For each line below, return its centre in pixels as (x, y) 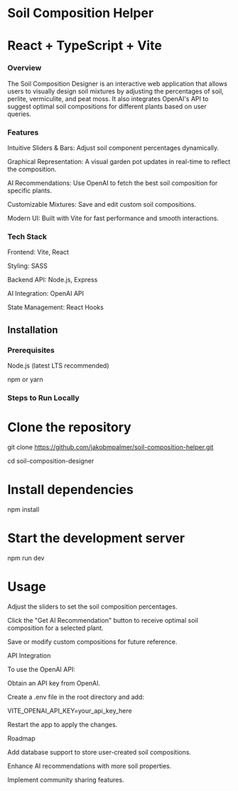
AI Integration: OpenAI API (45, 294)
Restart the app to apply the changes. (63, 724)
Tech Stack (27, 237)
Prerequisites (31, 350)
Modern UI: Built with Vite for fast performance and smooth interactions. (113, 218)
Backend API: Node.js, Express (53, 280)
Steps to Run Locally (43, 398)
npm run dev (26, 558)
